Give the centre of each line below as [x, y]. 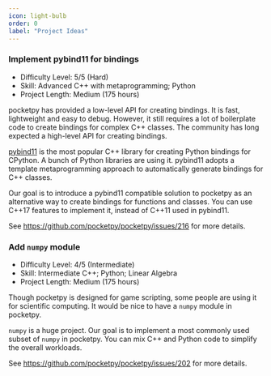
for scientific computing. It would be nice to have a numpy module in [120, 305]
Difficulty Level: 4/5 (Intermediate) [77, 264]
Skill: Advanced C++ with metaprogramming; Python [108, 85]
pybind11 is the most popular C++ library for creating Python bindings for [129, 152]
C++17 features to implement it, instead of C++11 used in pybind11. [119, 210]
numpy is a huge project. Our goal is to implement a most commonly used [129, 330]
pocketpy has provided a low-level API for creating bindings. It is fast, [124, 109]
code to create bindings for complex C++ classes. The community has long [134, 127]
